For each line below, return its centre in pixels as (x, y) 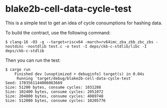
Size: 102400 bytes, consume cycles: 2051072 (54, 92)
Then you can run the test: (33, 60)
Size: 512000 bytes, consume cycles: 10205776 (55, 100)
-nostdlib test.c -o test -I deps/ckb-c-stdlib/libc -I (86, 46)
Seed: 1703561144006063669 (34, 83)
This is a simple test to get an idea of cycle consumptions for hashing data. (84, 23)
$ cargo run (18, 69)
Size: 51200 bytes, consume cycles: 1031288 (53, 87)
